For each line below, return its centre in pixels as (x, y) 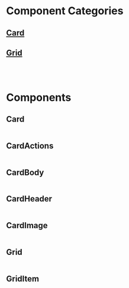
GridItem (23, 279)
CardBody (25, 172)
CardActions (30, 145)
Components (39, 97)
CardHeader (29, 199)
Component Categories (65, 11)
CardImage (27, 225)
